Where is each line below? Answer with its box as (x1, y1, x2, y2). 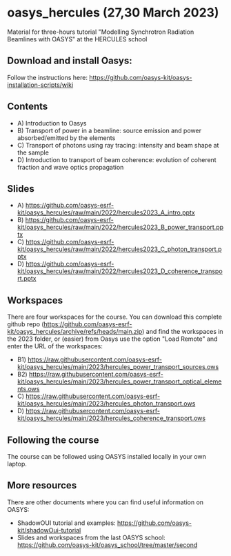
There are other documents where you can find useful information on (7, 498, 204, 506)
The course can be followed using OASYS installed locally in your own (7, 453, 207, 460)
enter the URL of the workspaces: (7, 342, 103, 350)
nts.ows (17, 385, 40, 393)
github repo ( (7, 320, 44, 328)
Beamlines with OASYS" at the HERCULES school (7, 34, 148, 43)
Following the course (7, 434, 99, 446)
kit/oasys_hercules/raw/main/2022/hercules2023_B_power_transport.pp (17, 223, 224, 232)
